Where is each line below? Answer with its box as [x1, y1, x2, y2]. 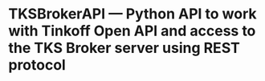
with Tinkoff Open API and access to [8, 22, 256, 40]
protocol [8, 56, 66, 75]
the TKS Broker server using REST [8, 39, 241, 57]
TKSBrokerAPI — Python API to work [8, 5, 257, 23]
